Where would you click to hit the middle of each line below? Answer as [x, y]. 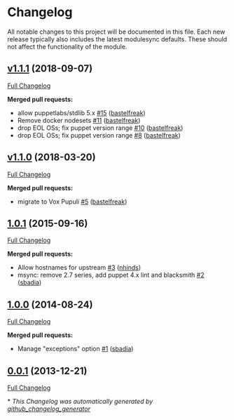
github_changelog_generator [49, 409]
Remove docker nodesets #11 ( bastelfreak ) [79, 120]
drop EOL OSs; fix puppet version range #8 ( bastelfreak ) [99, 135]
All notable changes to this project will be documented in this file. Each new [116, 32]
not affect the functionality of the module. [67, 46]
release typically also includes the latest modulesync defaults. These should [117, 39]
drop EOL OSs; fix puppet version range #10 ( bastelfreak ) [100, 128]
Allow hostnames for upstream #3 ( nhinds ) [79, 268]
